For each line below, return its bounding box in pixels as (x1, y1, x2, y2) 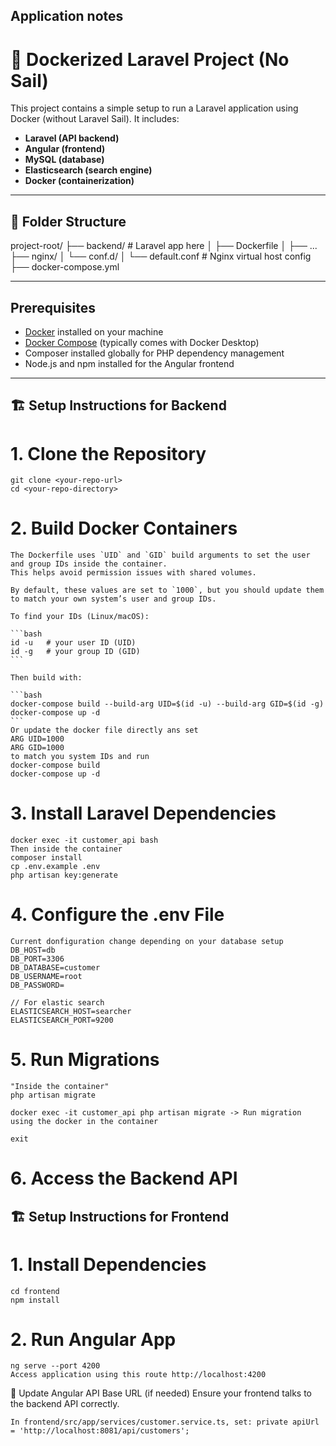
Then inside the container (10, 844, 123, 854)
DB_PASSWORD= (10, 980, 65, 991)
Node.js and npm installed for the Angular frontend (24, 357, 235, 369)
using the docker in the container (10, 1117, 159, 1127)
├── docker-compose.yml (10, 261, 120, 273)
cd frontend (10, 1286, 60, 1296)
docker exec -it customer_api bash (10, 835, 159, 846)
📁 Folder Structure (10, 213, 127, 230)
